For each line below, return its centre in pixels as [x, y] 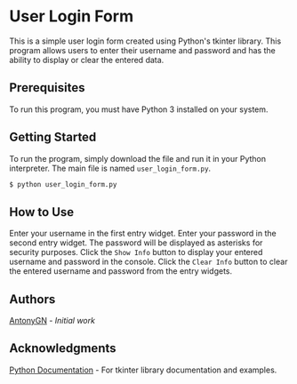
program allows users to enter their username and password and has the [142, 50]
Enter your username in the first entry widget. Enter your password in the [143, 234]
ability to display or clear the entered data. [87, 60]
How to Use [42, 212]
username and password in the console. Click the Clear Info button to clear [148, 262]
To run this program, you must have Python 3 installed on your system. [139, 109]
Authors [32, 299]
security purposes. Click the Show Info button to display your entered [136, 252]
